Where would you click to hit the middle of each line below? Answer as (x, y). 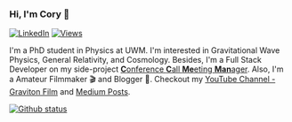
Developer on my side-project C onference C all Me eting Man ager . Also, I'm (146, 69)
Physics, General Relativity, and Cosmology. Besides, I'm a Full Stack (136, 60)
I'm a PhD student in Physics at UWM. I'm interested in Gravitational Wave (145, 50)
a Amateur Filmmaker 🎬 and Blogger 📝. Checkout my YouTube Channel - (142, 80)
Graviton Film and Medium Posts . (70, 92)
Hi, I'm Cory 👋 (39, 14)
